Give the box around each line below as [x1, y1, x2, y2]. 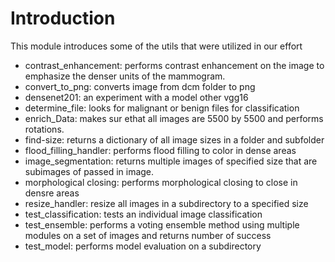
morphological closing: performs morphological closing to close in [24, 176, 298, 188]
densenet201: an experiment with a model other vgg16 [24, 91, 249, 103]
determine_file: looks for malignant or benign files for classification [24, 102, 300, 114]
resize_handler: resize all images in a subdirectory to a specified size [24, 197, 309, 209]
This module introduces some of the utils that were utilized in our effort [10, 40, 303, 52]
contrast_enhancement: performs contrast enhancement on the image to [24, 59, 325, 71]
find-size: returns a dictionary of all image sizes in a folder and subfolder [24, 133, 325, 146]
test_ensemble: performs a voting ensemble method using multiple [24, 218, 300, 231]
